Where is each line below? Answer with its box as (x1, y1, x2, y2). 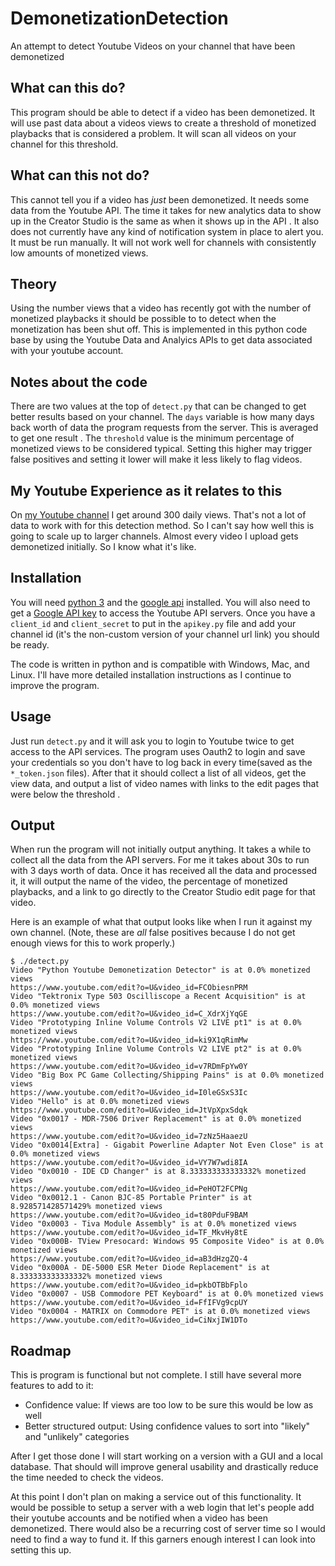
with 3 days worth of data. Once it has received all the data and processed (10, 865, 318, 877)
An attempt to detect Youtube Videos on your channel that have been (10, 40, 296, 52)
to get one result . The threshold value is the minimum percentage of (10, 432, 295, 444)
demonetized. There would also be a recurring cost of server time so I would (10, 1523, 326, 1535)
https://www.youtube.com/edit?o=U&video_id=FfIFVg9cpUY (10, 1298, 248, 1308)
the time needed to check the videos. (10, 1472, 164, 1484)
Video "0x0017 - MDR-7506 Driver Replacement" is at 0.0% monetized (10, 1114, 302, 1124)
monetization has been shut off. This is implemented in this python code (10, 323, 308, 336)
